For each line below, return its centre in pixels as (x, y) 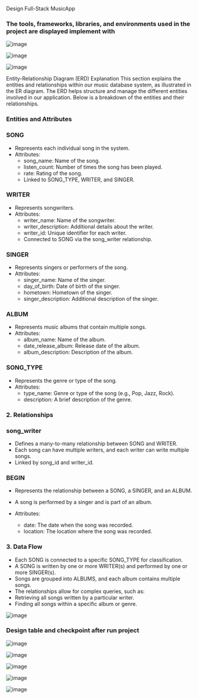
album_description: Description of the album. (78, 352)
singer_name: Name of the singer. (65, 280)
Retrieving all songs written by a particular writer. (74, 597)
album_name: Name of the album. (64, 339)
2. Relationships (30, 415)
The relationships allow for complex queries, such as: (79, 591)
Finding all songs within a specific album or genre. (76, 604)
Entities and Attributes (39, 119)
